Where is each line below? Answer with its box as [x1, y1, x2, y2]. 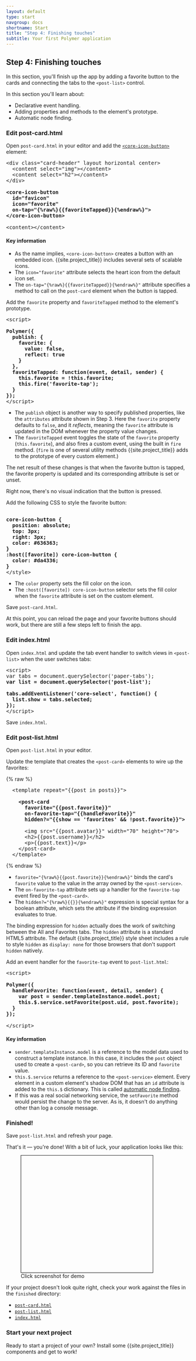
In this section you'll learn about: [6, 90, 85, 97]
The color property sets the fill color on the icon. [14, 580, 133, 587]
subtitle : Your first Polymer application [6, 36, 111, 42]
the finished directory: [6, 1290, 61, 1297]
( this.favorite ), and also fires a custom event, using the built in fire [14, 440, 181, 448]
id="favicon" [12, 195, 50, 202]
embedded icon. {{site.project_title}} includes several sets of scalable [14, 256, 183, 263]
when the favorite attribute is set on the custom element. [14, 592, 154, 600]
